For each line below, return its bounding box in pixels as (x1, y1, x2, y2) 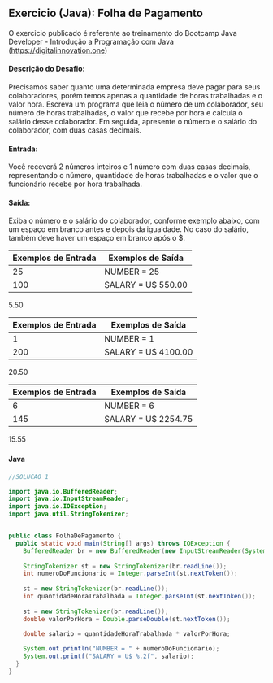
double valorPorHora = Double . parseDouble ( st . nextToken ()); (23, 615, 231, 623)
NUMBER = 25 (104, 266, 160, 277)
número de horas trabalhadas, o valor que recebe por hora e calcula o (8, 108, 243, 118)
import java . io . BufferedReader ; (8, 487, 118, 495)
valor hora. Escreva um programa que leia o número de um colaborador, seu (8, 99, 264, 109)
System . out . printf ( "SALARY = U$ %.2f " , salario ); (23, 652, 195, 661)
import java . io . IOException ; (8, 502, 107, 511)
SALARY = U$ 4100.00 (104, 346, 193, 358)
